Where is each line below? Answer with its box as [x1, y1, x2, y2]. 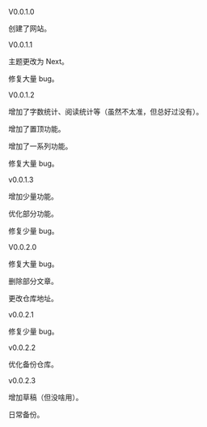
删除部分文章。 [8, 276, 58, 286]
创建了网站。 [8, 24, 51, 33]
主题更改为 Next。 [8, 57, 69, 66]
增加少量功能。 [8, 192, 58, 201]
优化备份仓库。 [8, 360, 58, 369]
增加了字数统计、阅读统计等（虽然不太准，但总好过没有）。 [8, 107, 204, 116]
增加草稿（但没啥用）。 [8, 393, 83, 402]
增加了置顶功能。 [8, 124, 65, 133]
